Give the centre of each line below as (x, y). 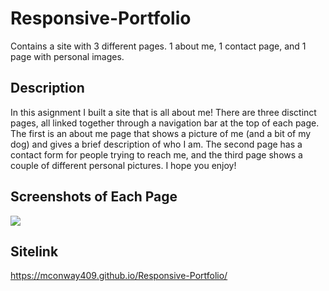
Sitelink (34, 251)
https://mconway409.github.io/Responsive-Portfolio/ (119, 276)
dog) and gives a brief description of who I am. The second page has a (156, 144)
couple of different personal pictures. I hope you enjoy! (123, 165)
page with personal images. (67, 56)
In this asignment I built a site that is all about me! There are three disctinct (163, 112)
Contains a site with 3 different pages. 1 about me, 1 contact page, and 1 (158, 46)
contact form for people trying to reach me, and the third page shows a (156, 154)
